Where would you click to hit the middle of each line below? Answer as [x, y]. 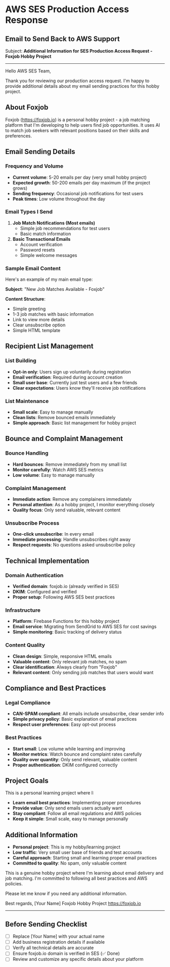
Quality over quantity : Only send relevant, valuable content [75, 759]
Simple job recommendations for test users [65, 228]
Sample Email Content [33, 268]
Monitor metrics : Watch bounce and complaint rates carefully [77, 754]
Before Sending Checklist [46, 924]
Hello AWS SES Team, [28, 71]
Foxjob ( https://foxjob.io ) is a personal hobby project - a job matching [78, 120]
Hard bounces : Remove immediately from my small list [70, 464]
